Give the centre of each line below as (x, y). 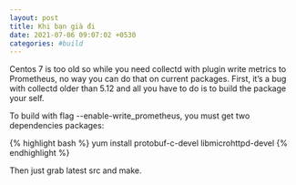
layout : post (34, 18)
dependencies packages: (57, 126)
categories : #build (46, 43)
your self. (27, 98)
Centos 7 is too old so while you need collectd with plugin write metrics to (148, 69)
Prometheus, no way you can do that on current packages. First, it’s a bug (148, 79)
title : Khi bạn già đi (52, 26)
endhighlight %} (40, 153)
